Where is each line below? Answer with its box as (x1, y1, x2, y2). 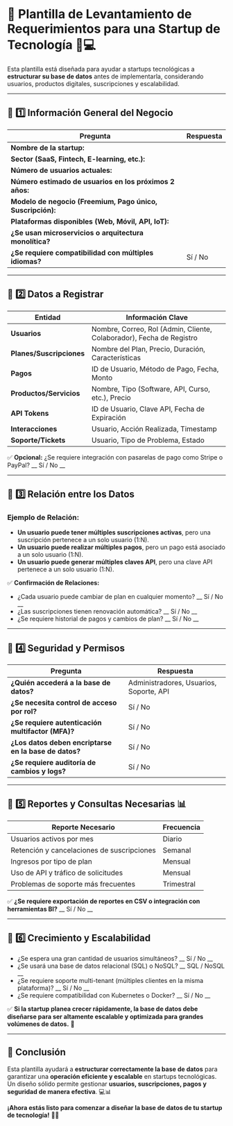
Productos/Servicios (10, 388, 80, 398)
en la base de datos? (10, 746, 81, 756)
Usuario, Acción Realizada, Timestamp (91, 423, 217, 433)
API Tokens (10, 408, 49, 418)
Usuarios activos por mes (10, 834, 94, 843)
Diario (162, 834, 182, 843)
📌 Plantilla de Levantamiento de (7, 6, 192, 22)
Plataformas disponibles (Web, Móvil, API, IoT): (10, 217, 169, 226)
